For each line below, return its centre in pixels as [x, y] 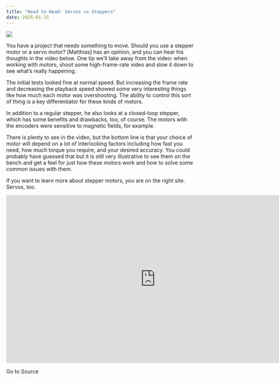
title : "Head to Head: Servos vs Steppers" [61, 12]
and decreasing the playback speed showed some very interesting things [96, 89]
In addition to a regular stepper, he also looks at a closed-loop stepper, [93, 113]
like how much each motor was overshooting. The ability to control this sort [99, 95]
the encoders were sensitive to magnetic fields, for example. [80, 125]
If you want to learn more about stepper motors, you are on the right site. [96, 180]
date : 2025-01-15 [28, 17]
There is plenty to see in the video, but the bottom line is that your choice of [99, 137]
